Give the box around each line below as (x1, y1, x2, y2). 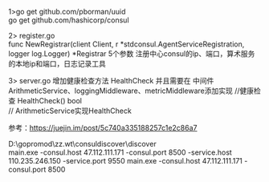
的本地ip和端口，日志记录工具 (8, 59, 106, 68)
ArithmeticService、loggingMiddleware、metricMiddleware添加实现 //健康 (8, 86, 255, 95)
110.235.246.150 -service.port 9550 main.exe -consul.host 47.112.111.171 (8, 156, 243, 165)
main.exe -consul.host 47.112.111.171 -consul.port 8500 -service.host (8, 148, 233, 157)
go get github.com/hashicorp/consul (8, 15, 130, 25)
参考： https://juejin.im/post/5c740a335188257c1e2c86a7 (8, 123, 198, 132)
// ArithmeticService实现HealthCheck (8, 106, 132, 115)
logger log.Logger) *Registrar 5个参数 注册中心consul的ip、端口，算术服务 (8, 49, 255, 59)
